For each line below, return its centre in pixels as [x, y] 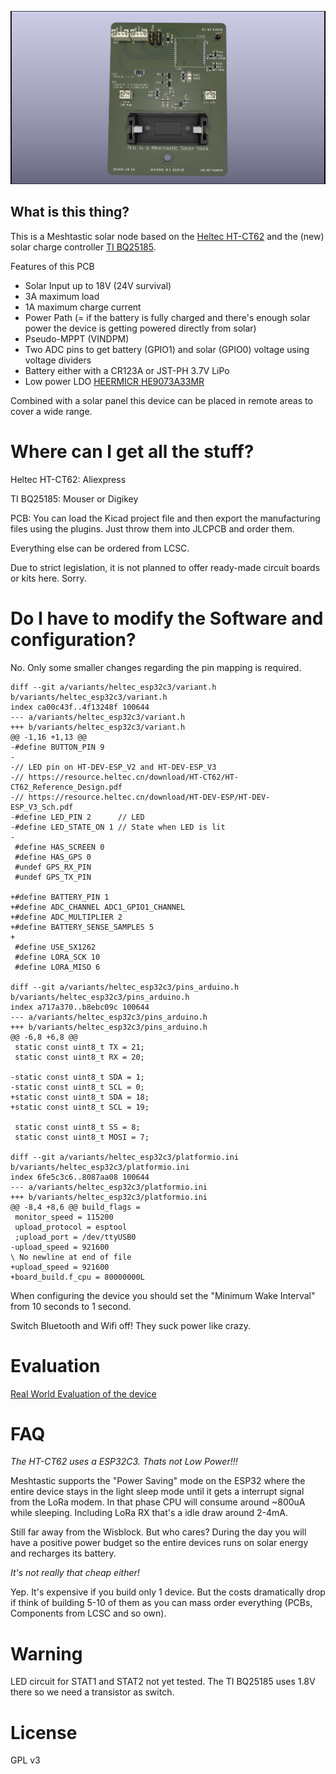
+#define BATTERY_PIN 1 [60, 897]
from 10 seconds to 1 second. [71, 1306]
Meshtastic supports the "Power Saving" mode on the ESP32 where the [158, 1481]
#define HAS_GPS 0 [53, 857]
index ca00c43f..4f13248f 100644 [80, 707]
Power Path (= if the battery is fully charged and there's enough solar [167, 317]
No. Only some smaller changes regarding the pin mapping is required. [156, 667]
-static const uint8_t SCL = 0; [77, 1087]
